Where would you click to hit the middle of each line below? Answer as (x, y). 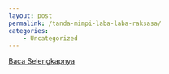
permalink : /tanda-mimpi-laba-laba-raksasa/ (85, 23)
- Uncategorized (51, 38)
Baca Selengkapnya (42, 61)
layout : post (30, 16)
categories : (28, 31)
